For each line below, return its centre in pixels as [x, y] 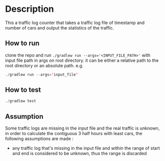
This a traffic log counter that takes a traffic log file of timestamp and [75, 23]
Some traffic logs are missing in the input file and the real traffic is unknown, [82, 128]
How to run [22, 43]
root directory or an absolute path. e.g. [44, 65]
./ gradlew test [21, 101]
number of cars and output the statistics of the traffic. [60, 27]
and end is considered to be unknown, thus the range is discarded [79, 154]
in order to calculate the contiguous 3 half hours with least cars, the [74, 134]
